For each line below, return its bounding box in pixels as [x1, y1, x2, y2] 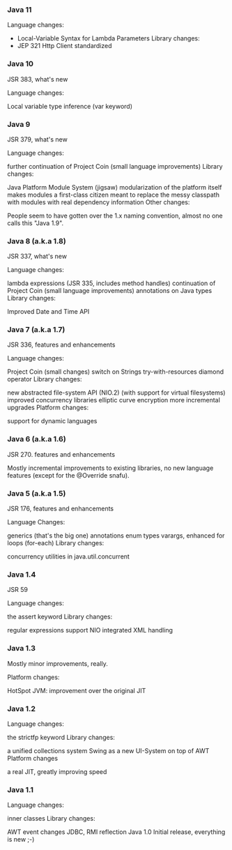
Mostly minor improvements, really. [7, 659, 108, 667]
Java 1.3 [7, 644, 36, 653]
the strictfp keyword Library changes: [7, 733, 115, 741]
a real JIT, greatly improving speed [7, 767, 107, 775]
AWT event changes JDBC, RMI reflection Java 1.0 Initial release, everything [7, 828, 226, 836]
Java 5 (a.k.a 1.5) [7, 488, 66, 498]
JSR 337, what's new [7, 252, 68, 261]
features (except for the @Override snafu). [7, 471, 130, 479]
